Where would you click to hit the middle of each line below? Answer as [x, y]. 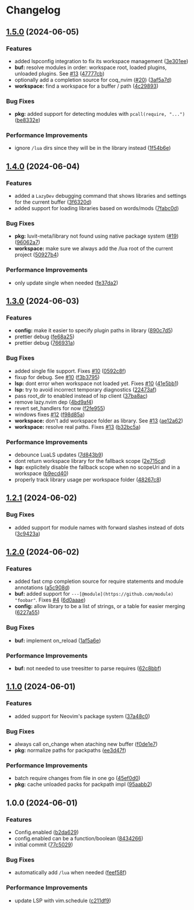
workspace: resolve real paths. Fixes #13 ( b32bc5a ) [78, 427]
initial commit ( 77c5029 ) [44, 844]
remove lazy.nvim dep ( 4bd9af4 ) [54, 402]
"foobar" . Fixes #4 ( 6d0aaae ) [50, 600]
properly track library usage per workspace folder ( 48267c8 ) [88, 480]
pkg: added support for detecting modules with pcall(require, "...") [100, 114]
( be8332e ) [27, 120]
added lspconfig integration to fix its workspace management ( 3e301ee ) [101, 61]
